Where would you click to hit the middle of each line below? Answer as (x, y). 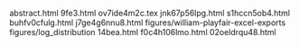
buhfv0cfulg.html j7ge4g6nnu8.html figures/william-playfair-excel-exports (148, 23)
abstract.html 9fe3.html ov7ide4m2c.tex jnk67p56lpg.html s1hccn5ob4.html (150, 13)
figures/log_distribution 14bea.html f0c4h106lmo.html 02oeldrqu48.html (143, 32)
